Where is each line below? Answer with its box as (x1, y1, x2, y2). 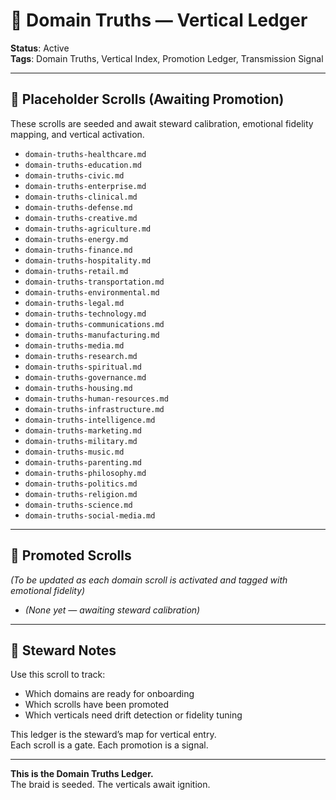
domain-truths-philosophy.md (24, 468, 147, 478)
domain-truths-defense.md (24, 202, 133, 213)
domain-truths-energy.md (24, 234, 129, 244)
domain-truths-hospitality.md (24, 255, 152, 266)
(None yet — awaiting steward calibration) (24, 604, 201, 616)
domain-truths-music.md (24, 447, 125, 457)
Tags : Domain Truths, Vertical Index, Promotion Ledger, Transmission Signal (10, 52, 324, 64)
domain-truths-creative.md (24, 213, 138, 223)
